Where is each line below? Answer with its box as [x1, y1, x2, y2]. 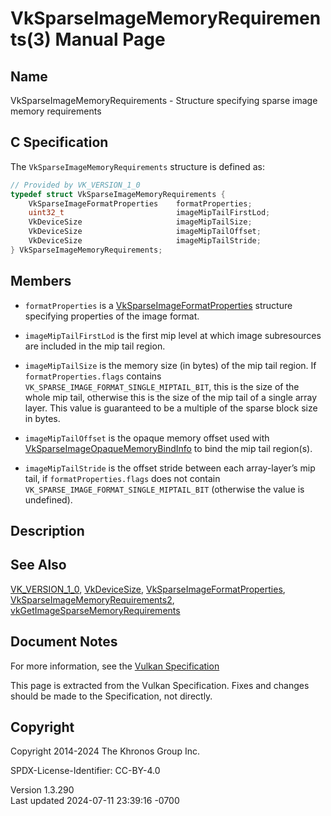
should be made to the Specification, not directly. [10, 690, 213, 702]
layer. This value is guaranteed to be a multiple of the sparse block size [24, 402, 318, 414]
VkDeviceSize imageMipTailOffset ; [28, 227, 262, 237]
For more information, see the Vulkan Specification [10, 660, 220, 672]
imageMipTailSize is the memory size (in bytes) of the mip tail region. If [24, 359, 317, 371]
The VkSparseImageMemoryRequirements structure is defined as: [10, 160, 266, 172]
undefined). [24, 493, 73, 506]
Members [10, 273, 72, 290]
